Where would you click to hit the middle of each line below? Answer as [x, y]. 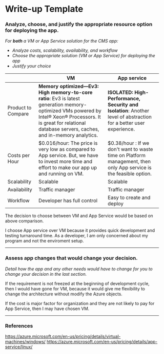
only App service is [130, 168]
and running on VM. [61, 174]
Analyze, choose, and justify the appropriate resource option [79, 24]
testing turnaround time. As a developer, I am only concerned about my [77, 236]
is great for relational [62, 123]
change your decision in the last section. [46, 274]
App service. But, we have [68, 155]
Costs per [19, 155]
